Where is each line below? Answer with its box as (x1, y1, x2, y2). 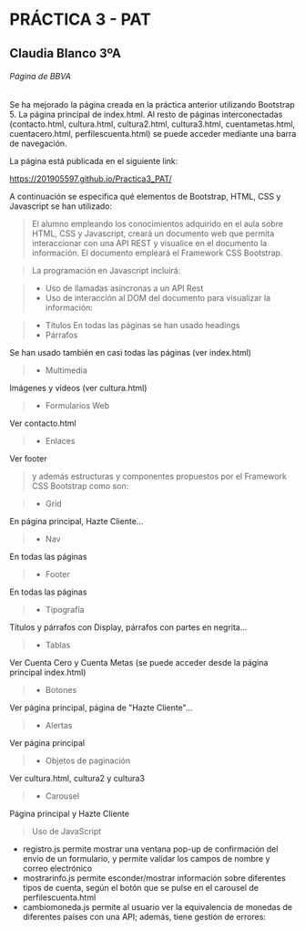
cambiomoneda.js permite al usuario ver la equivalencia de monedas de (22, 901, 293, 912)
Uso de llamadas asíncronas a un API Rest (45, 283, 204, 294)
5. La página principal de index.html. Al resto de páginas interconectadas (9, 109, 283, 119)
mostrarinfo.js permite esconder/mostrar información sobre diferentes (22, 872, 287, 884)
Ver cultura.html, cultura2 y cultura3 (9, 772, 146, 783)
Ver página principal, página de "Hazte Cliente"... (9, 702, 193, 713)
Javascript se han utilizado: (9, 201, 113, 212)
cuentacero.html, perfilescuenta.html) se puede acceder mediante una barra (9, 128, 297, 139)
